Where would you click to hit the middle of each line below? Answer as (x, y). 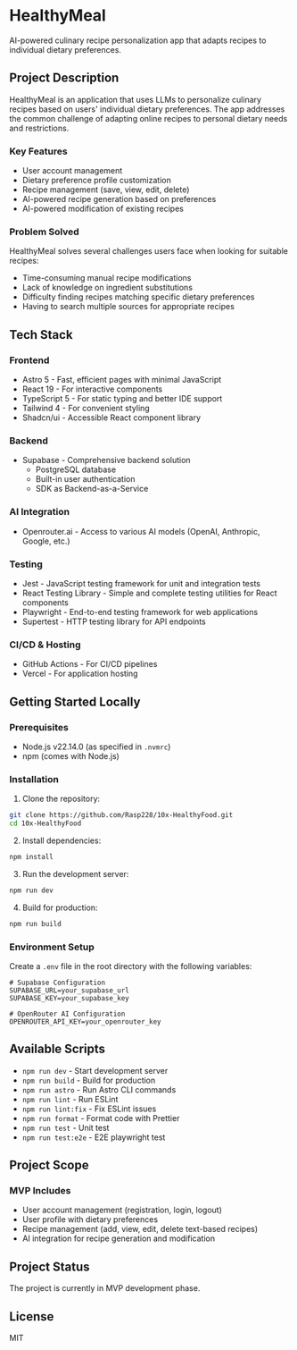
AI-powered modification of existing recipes (103, 209)
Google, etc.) (46, 541)
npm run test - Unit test (66, 1127)
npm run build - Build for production (89, 1080)
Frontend (29, 360)
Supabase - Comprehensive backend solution (106, 460)
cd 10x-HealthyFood (45, 823)
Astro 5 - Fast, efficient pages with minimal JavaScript (122, 380)
